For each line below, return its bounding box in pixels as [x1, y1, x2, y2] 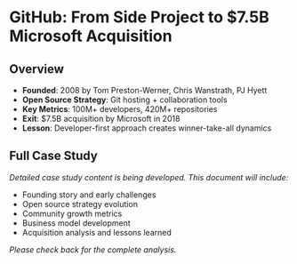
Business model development [21, 217, 131, 228]
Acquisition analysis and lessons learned [21, 227, 172, 237]
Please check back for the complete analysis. [9, 244, 177, 255]
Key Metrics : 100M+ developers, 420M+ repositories [21, 104, 218, 114]
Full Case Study [9, 148, 98, 164]
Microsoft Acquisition [9, 26, 173, 46]
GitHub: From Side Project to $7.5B [9, 7, 269, 28]
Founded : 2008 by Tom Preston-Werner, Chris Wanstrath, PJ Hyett [21, 85, 268, 95]
